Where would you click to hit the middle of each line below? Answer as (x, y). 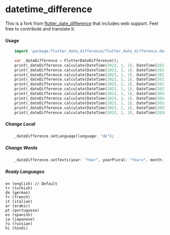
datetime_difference (49, 9)
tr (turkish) (19, 188)
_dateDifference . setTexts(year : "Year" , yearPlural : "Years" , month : (89, 160)
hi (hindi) (17, 228)
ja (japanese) (20, 219)
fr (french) (18, 197)
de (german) (18, 193)
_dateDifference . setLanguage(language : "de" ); (64, 136)
